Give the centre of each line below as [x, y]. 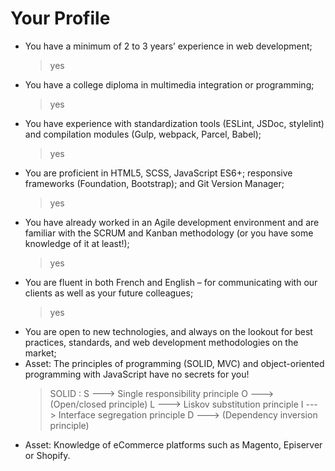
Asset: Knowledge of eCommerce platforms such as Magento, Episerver [173, 444]
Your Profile [60, 18]
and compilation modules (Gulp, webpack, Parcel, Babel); [143, 134]
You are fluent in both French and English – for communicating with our [171, 282]
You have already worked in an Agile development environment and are [172, 222]
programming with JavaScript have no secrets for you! [137, 374]
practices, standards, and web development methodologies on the [161, 342]
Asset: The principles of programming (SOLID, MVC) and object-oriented [174, 363]
